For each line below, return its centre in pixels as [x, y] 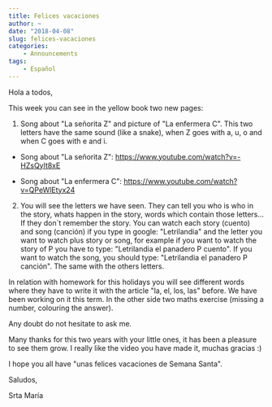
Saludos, [23, 379]
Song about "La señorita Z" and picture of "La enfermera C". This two [136, 124]
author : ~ [25, 24]
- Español [40, 69]
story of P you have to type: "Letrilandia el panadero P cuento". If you [136, 248]
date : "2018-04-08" [41, 31]
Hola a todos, [31, 92]
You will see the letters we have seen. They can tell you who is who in [137, 205]
